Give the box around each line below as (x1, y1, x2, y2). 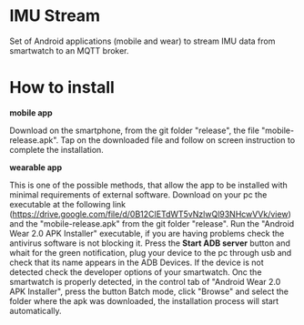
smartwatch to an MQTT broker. (9, 45, 129, 56)
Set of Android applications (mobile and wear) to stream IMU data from (9, 36, 276, 46)
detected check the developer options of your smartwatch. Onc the (9, 266, 262, 278)
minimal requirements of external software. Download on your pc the (9, 188, 268, 200)
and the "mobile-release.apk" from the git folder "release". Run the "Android (9, 218, 295, 229)
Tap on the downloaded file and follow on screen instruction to (60, 134, 296, 146)
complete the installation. (9, 144, 105, 155)
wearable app (9, 161, 63, 173)
